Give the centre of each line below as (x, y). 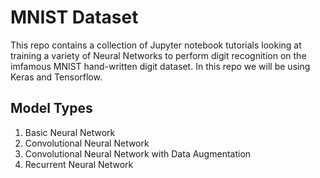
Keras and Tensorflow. (56, 77)
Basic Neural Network (70, 132)
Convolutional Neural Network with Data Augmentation (138, 153)
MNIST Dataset (74, 17)
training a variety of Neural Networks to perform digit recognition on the (158, 55)
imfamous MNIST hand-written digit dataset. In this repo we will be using (160, 66)
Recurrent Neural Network (79, 164)
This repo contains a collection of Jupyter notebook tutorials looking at (156, 45)
